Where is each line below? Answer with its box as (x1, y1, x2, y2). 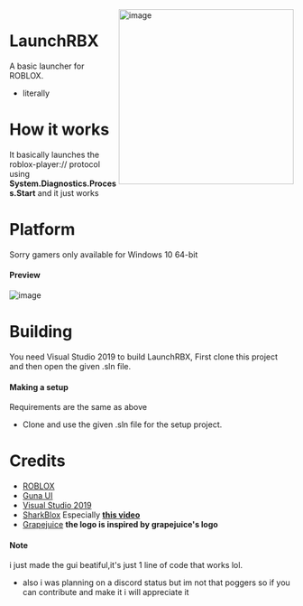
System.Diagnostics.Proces (9, 178, 117, 189)
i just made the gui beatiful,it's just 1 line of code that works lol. (9, 560, 243, 571)
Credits (9, 451, 66, 471)
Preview (9, 270, 41, 281)
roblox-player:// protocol (9, 158, 101, 170)
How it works (9, 119, 110, 140)
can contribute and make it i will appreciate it (22, 587, 189, 598)
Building (9, 322, 73, 342)
